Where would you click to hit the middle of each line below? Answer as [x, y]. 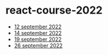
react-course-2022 [54, 10]
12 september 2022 [38, 27]
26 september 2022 [38, 46]
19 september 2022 [38, 39]
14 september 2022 [38, 33]
